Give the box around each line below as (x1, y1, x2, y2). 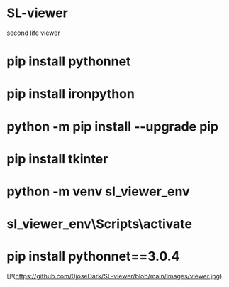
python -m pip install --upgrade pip (6, 119, 219, 134)
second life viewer (6, 28, 61, 37)
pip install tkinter (6, 151, 108, 167)
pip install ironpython (6, 86, 135, 102)
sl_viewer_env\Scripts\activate (6, 216, 193, 232)
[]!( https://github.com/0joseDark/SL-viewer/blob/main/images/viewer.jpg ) (6, 272, 223, 280)
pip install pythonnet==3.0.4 (6, 249, 180, 264)
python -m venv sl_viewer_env (6, 183, 190, 200)
